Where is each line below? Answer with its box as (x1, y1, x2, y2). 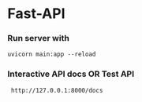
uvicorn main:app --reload (7, 50, 96, 59)
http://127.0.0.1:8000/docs (10, 86, 103, 94)
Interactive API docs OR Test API (7, 68, 135, 79)
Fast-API (7, 5, 65, 23)
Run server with (7, 33, 70, 44)
